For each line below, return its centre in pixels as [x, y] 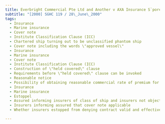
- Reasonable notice [30, 78]
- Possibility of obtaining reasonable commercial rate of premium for [84, 82]
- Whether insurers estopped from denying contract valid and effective [85, 110]
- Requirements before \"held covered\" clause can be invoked [75, 74]
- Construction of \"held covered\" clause [55, 69]
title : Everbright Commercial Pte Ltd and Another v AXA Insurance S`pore [83, 10]
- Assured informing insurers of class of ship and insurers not [78, 101]
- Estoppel [21, 96]
